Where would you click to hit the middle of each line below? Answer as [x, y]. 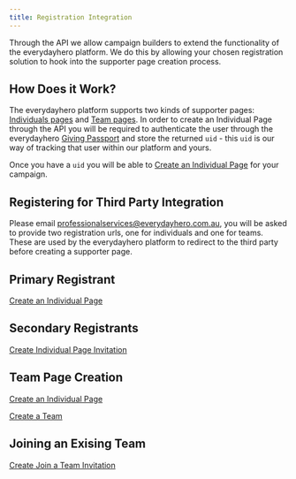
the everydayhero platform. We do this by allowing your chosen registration [146, 52]
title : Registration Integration [71, 17]
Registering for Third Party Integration [117, 202]
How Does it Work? [63, 89]
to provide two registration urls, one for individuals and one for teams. [136, 233]
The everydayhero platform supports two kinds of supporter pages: [132, 110]
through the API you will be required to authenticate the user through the [141, 129]
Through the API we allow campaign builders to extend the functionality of [144, 42]
